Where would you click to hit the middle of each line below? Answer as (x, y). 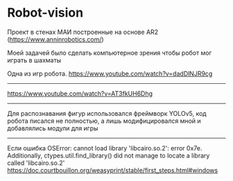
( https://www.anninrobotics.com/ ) (55, 39)
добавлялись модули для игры (53, 128)
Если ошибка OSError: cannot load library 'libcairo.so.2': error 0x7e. (105, 148)
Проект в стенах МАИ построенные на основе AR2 (83, 32)
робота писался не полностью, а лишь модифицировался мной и (104, 121)
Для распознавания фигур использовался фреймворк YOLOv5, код (107, 113)
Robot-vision (45, 13)
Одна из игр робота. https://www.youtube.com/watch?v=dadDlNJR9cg (110, 74)
